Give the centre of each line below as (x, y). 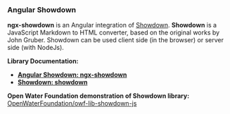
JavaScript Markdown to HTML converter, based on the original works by (114, 32)
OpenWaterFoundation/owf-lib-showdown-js (72, 103)
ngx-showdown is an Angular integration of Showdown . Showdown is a (112, 25)
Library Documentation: (43, 61)
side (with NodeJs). (36, 48)
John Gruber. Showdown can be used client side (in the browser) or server (115, 40)
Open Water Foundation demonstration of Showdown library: (98, 96)
